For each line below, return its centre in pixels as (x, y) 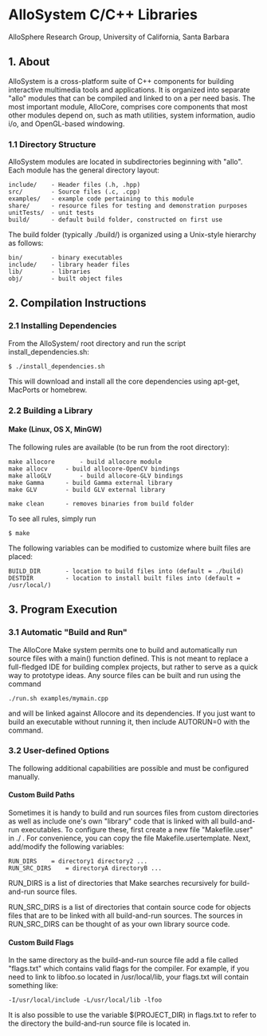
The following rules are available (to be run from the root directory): (119, 447)
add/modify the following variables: (67, 847)
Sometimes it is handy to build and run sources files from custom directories (133, 813)
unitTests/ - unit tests (51, 213)
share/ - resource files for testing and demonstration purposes (128, 206)
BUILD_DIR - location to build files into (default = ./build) (126, 571)
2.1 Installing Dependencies (63, 326)
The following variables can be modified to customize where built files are (130, 548)
